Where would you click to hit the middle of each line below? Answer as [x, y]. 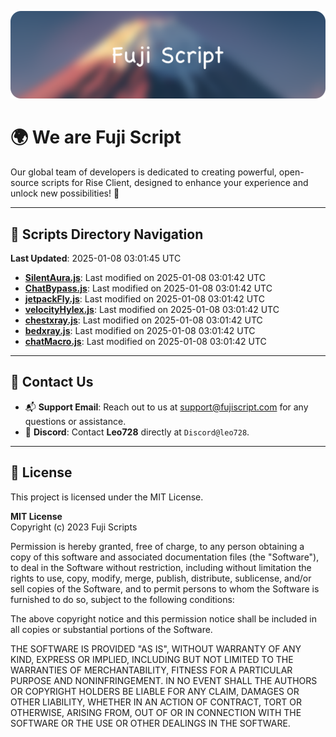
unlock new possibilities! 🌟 [65, 193]
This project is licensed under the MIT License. [107, 497]
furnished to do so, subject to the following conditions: [122, 599]
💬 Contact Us [52, 382]
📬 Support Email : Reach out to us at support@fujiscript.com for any [166, 407]
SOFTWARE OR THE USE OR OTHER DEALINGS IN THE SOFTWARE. [150, 723]
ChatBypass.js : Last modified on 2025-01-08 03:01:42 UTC [148, 288]
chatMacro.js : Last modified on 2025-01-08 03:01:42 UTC [145, 342]
